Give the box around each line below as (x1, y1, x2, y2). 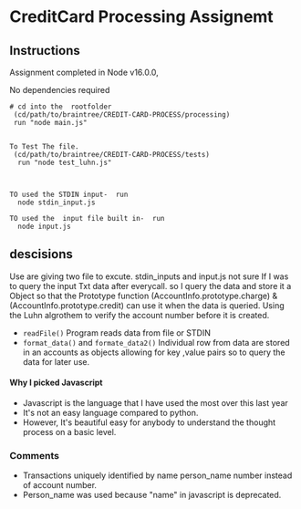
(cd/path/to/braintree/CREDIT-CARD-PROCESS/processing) (13, 110, 231, 119)
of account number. (22, 480, 98, 491)
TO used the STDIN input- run (9, 190, 129, 199)
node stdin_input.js (17, 198, 96, 207)
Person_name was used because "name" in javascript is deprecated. (22, 490, 282, 501)
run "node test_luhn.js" (17, 158, 112, 167)
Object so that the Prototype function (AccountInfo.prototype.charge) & (9, 290, 278, 301)
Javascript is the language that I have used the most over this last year (22, 398, 289, 409)
